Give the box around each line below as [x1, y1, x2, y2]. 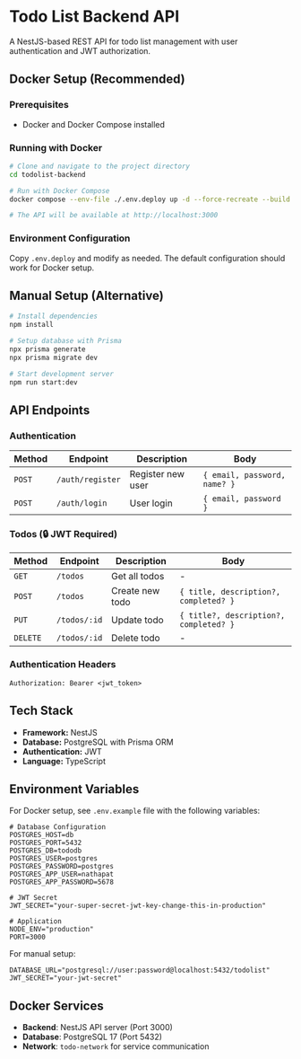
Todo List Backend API [9, 6, 180, 27]
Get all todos [111, 569, 165, 582]
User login [129, 497, 173, 509]
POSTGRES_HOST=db [9, 831, 74, 840]
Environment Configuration [9, 232, 131, 244]
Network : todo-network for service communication [21, 1041, 210, 1052]
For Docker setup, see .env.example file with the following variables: [9, 806, 261, 816]
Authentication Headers [9, 658, 116, 671]
